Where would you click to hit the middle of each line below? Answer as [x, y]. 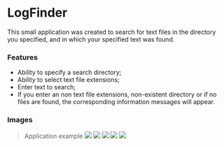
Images [20, 120]
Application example [54, 136]
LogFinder [37, 13]
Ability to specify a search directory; [69, 72]
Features [23, 57]
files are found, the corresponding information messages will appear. [116, 102]
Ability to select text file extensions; [68, 80]
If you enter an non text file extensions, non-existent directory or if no [117, 94]
